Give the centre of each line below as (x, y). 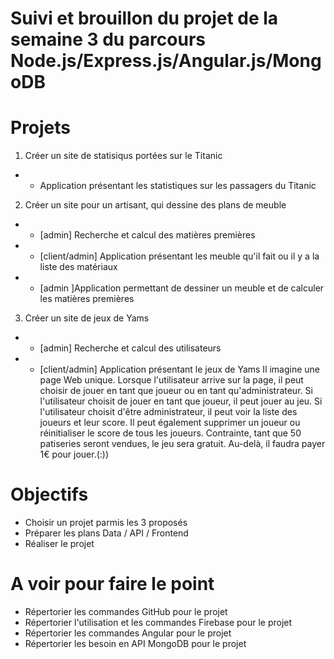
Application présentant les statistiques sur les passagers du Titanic (178, 186)
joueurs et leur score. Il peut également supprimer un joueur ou (170, 423)
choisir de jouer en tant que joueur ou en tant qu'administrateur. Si (176, 391)
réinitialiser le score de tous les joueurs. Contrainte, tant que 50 (170, 433)
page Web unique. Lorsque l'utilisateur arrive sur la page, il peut (171, 380)
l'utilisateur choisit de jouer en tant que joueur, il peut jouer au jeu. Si (181, 401)
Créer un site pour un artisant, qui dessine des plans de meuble (155, 205)
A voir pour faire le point (112, 584)
